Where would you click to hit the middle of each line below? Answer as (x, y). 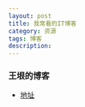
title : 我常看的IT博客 (42, 24)
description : (30, 46)
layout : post (30, 16)
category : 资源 (32, 31)
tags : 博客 (25, 39)
